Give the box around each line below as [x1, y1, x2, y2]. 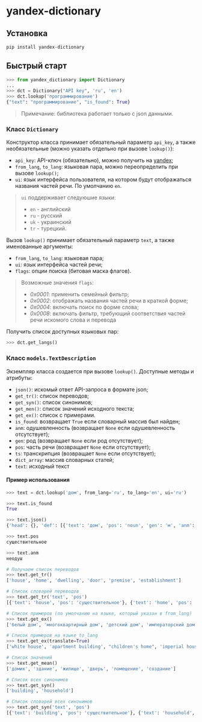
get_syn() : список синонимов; [14, 399, 93, 406]
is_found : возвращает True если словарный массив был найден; [14, 417, 180, 425]
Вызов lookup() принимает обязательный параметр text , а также [6, 237, 175, 244]
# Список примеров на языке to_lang [6, 632, 98, 639]
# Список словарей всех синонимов [6, 699, 93, 705]
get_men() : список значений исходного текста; [14, 405, 135, 412]
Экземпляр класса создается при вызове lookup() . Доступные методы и [6, 367, 194, 375]
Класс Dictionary [6, 125, 59, 133]
